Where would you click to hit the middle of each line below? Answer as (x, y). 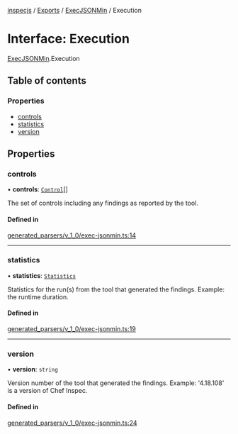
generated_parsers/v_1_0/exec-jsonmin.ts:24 (72, 423)
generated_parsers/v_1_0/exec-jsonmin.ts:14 (72, 235)
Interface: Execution (68, 39)
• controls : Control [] (38, 189)
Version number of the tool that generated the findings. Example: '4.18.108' (116, 383)
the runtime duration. (38, 296)
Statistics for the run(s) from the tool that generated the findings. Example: (116, 289)
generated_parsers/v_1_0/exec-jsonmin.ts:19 (72, 329)
